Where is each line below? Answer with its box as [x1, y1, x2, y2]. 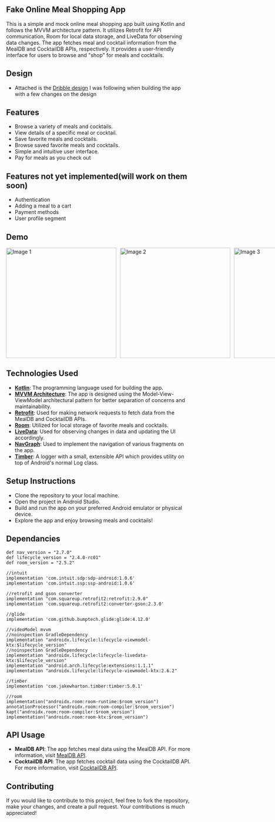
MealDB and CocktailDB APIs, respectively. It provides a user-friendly [6, 45, 175, 52]
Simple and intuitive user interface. [14, 148, 99, 155]
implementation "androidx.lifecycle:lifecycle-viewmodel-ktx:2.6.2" [6, 667, 177, 674]
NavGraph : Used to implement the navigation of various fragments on [14, 440, 184, 447]
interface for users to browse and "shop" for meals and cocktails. [6, 51, 165, 58]
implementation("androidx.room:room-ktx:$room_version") [6, 714, 149, 720]
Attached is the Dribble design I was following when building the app [14, 84, 181, 91]
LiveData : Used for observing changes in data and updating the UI [14, 427, 176, 435]
